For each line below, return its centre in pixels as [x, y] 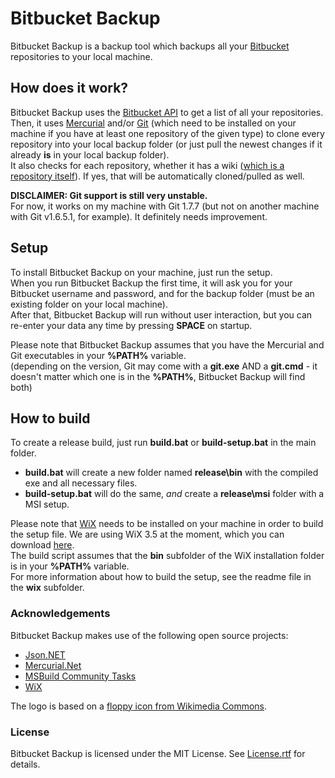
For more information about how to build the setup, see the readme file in [161, 577]
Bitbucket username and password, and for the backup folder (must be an [162, 293]
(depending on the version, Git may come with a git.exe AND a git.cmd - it [164, 366]
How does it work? [69, 88]
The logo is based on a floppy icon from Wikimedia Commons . [139, 706]
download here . [42, 545]
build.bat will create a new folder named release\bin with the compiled [171, 473]
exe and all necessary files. [81, 483]
